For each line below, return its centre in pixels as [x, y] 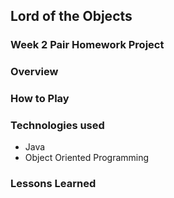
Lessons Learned [53, 184]
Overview [34, 72]
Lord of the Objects [71, 16]
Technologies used [57, 126]
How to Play [40, 99]
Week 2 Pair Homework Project [87, 45]
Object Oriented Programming [87, 158]
